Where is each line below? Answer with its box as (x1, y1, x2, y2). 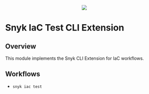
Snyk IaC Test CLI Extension (5, 22, 124, 34)
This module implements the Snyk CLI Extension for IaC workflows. (5, 55, 144, 61)
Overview (5, 42, 37, 50)
